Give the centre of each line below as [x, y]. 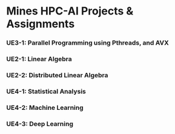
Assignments [41, 24]
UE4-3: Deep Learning [40, 124]
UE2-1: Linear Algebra [39, 59]
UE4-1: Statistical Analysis [46, 91]
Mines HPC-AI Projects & [70, 11]
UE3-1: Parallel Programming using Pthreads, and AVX [88, 43]
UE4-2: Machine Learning [45, 107]
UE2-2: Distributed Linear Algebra [57, 75]
